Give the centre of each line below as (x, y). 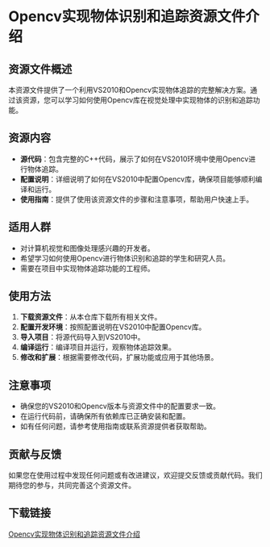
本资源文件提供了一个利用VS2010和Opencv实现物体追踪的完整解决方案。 (129, 90)
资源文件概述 (40, 69)
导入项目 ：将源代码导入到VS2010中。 (82, 337)
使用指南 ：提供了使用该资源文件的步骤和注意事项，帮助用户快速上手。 (137, 199)
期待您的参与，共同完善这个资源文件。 (72, 486)
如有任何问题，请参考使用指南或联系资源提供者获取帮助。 (115, 426)
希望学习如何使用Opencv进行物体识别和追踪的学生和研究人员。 (125, 258)
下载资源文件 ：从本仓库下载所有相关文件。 (91, 317)
